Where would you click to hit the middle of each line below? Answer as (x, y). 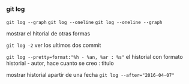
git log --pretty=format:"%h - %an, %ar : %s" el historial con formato (94, 57)
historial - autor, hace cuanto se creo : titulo (60, 63)
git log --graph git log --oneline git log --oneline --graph (84, 23)
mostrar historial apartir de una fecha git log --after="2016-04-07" (91, 75)
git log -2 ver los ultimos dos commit (54, 45)
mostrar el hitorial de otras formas (48, 34)
